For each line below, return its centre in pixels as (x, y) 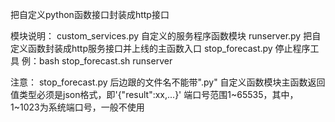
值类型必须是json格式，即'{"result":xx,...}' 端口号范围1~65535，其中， (154, 94)
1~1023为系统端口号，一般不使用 (77, 107)
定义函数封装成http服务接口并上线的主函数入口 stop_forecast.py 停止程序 (160, 48)
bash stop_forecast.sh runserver (105, 61)
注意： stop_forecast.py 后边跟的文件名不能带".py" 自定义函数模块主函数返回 (168, 82)
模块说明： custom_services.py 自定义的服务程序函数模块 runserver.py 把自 (166, 36)
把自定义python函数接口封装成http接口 (90, 14)
